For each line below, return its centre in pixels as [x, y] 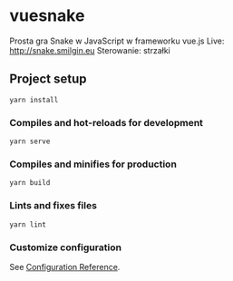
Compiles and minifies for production [93, 164]
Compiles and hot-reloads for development [107, 122]
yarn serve [30, 141]
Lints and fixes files [53, 206]
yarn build [30, 183]
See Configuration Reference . [65, 266]
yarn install [34, 100]
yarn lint [28, 224]
